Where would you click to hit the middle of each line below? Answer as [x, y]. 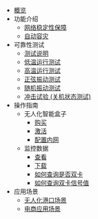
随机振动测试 [42, 88]
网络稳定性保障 [45, 27]
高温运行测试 [42, 70]
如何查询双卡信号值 [62, 183]
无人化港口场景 [45, 200]
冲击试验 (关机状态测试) [57, 96]
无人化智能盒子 [45, 114]
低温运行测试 [42, 62]
